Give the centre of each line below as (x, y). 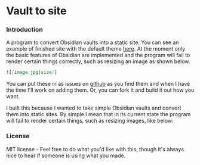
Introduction (24, 30)
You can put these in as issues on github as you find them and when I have (98, 84)
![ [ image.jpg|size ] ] (32, 73)
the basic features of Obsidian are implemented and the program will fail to (98, 55)
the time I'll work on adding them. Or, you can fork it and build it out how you (100, 90)
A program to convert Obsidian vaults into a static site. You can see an (93, 42)
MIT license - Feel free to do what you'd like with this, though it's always (95, 149)
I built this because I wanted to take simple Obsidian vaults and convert (94, 108)
